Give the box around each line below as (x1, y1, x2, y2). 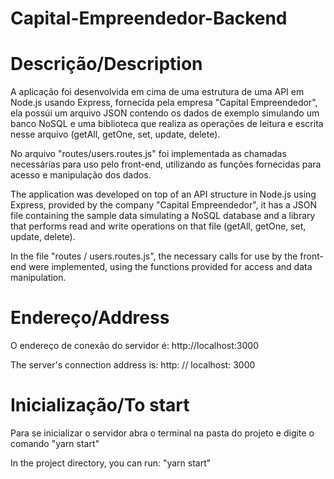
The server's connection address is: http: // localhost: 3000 (10, 359, 256, 371)
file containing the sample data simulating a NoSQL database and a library (10, 210, 316, 222)
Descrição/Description (10, 53, 203, 76)
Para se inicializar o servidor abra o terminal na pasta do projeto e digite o (10, 427, 315, 439)
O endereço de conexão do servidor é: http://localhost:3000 (10, 340, 259, 352)
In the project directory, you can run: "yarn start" (10, 457, 212, 469)
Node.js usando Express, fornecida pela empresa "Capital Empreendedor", (10, 97, 318, 109)
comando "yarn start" (10, 438, 100, 449)
